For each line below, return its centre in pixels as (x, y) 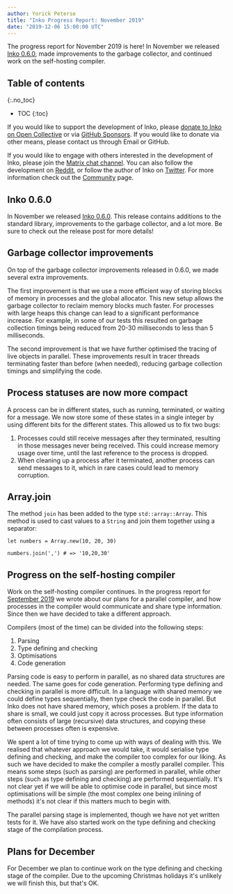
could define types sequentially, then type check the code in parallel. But (112, 699)
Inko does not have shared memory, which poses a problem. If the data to (113, 706)
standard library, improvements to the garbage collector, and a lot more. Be (115, 223)
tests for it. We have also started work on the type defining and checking (111, 822)
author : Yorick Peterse (42, 14)
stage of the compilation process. (55, 830)
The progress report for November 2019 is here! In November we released (113, 47)
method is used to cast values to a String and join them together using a (111, 521)
